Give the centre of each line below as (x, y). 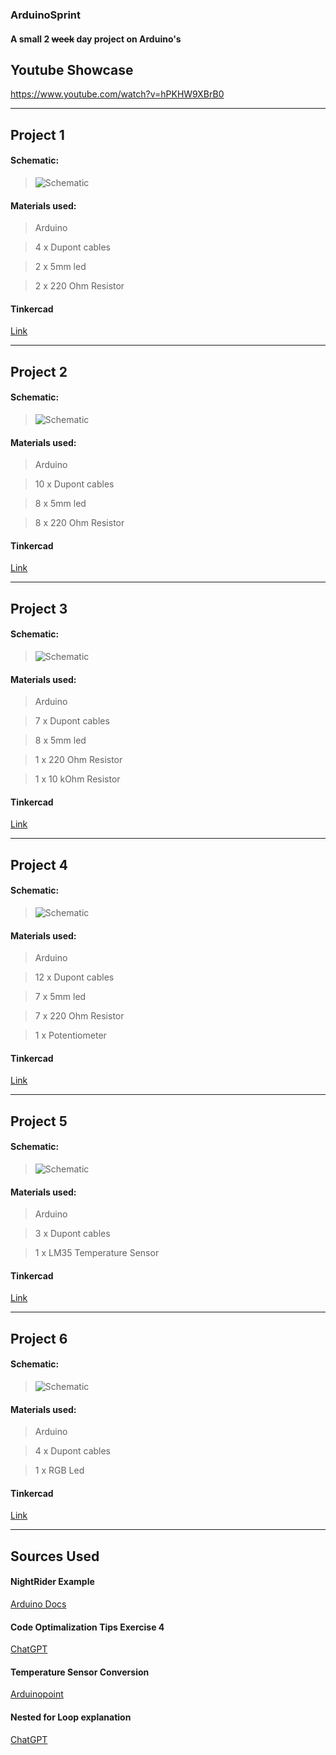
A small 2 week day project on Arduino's (96, 39)
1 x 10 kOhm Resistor (77, 779)
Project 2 (39, 371)
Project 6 (39, 1338)
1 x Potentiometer (70, 1035)
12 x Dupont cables (74, 977)
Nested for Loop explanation (71, 1717)
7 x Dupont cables (72, 721)
